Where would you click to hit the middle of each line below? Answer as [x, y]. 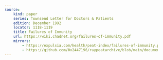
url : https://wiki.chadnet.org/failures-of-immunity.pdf [72, 37]
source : [12, 9]
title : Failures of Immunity [43, 32]
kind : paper [25, 14]
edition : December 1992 [37, 23]
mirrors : [22, 41]
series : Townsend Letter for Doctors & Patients [63, 18]
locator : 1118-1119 [33, 28]
